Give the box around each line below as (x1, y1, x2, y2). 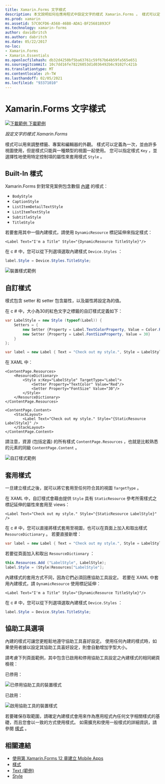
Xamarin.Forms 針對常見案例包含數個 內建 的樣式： (5, 183, 108, 189)
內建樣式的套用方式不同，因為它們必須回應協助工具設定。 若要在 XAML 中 (5, 574, 155, 580)
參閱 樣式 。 (5, 725, 29, 731)
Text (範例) (12, 768, 34, 774)
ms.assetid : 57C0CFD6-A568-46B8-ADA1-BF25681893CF (5, 21, 111, 26)
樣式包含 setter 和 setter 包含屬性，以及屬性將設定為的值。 (5, 298, 124, 304)
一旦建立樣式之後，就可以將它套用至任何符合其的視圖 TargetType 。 (5, 485, 141, 491)
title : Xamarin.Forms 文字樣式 (5, 7, 66, 12)
